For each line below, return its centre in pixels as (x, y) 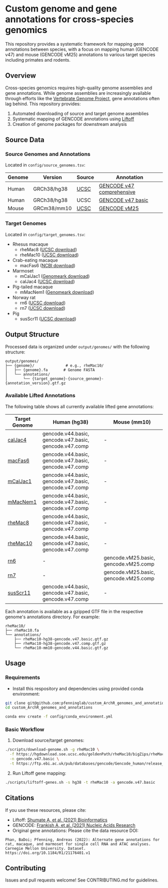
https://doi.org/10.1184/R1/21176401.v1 (48, 853)
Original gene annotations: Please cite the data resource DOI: (75, 830)
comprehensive (117, 192)
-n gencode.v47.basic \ (34, 759)
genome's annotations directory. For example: (52, 617)
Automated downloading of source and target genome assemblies (80, 113)
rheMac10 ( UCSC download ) (49, 255)
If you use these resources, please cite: (46, 810)
